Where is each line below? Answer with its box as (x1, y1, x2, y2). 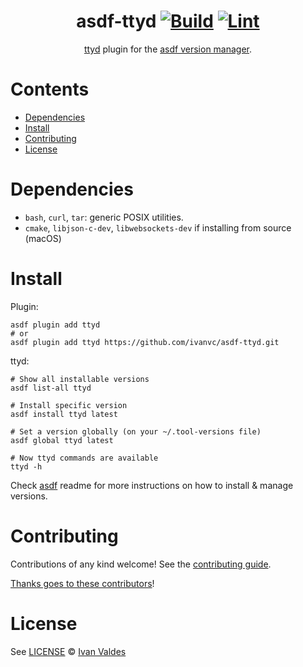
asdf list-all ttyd (10, 383, 92, 393)
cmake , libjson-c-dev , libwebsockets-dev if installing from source (24, 221, 292, 234)
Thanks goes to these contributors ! (10, 577, 155, 589)
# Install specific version (10, 400, 128, 410)
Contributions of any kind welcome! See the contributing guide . (10, 558, 272, 570)
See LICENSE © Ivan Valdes (10, 645, 127, 657)
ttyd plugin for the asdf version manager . (83, 43, 253, 55)
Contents (10, 78, 90, 101)
